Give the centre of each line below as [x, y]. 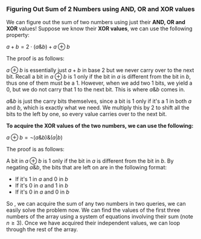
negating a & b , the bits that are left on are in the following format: [87, 168]
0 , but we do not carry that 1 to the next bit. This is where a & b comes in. [96, 90]
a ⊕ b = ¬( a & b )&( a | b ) [35, 137]
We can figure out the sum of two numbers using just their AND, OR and [96, 22]
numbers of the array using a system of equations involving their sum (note [100, 217]
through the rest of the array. [42, 229]
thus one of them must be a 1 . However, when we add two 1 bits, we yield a [99, 83]
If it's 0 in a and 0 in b [42, 192]
